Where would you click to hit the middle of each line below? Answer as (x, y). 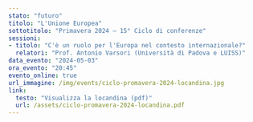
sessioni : (25, 38)
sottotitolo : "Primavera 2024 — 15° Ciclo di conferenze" (107, 31)
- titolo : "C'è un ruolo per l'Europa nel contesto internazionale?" (127, 46)
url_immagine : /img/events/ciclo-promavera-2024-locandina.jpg (116, 83)
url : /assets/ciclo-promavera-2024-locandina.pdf (100, 105)
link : (17, 90)
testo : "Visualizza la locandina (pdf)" (84, 98)
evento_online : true (43, 75)
